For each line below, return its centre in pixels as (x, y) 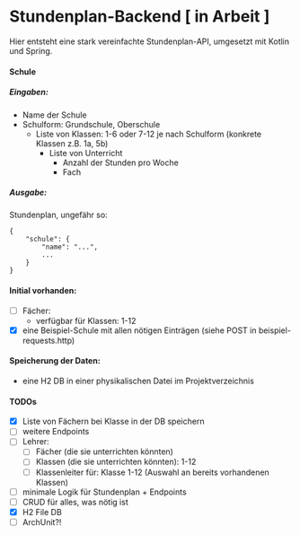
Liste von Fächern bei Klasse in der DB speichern (113, 421)
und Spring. (31, 50)
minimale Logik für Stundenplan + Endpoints (104, 492)
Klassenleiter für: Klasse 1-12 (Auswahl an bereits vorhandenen (152, 472)
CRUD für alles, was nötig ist (75, 502)
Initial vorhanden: (43, 291)
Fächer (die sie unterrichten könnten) (104, 452)
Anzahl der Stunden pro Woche (121, 162)
